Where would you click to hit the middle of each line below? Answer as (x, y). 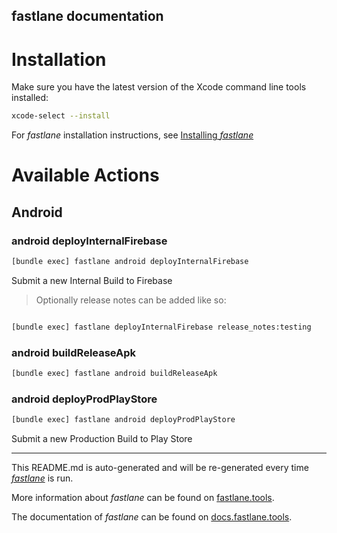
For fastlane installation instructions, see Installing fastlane (132, 135)
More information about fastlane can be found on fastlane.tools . (143, 498)
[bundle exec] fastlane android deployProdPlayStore (123, 420)
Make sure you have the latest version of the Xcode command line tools (159, 87)
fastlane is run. (42, 478)
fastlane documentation (87, 16)
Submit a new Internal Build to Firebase (92, 280)
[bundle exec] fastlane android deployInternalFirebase (130, 262)
